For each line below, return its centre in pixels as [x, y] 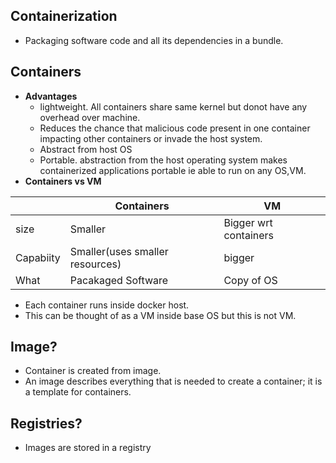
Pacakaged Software [119, 280]
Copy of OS [250, 280]
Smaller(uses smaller [119, 251]
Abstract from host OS [86, 149]
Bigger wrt [248, 222]
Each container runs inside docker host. [107, 305]
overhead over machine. [90, 117]
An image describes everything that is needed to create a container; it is [173, 381]
